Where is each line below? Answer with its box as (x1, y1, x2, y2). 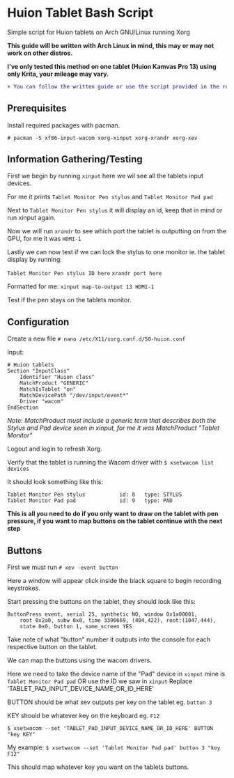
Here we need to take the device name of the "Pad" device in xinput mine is (7, 670, 226, 678)
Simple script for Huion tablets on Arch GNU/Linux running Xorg (7, 28, 190, 36)
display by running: (7, 256, 63, 264)
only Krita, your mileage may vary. (7, 70, 109, 78)
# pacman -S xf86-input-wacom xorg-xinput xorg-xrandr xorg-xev (7, 134, 198, 141)
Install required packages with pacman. (7, 120, 120, 130)
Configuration (7, 316, 70, 328)
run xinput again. (7, 214, 56, 222)
